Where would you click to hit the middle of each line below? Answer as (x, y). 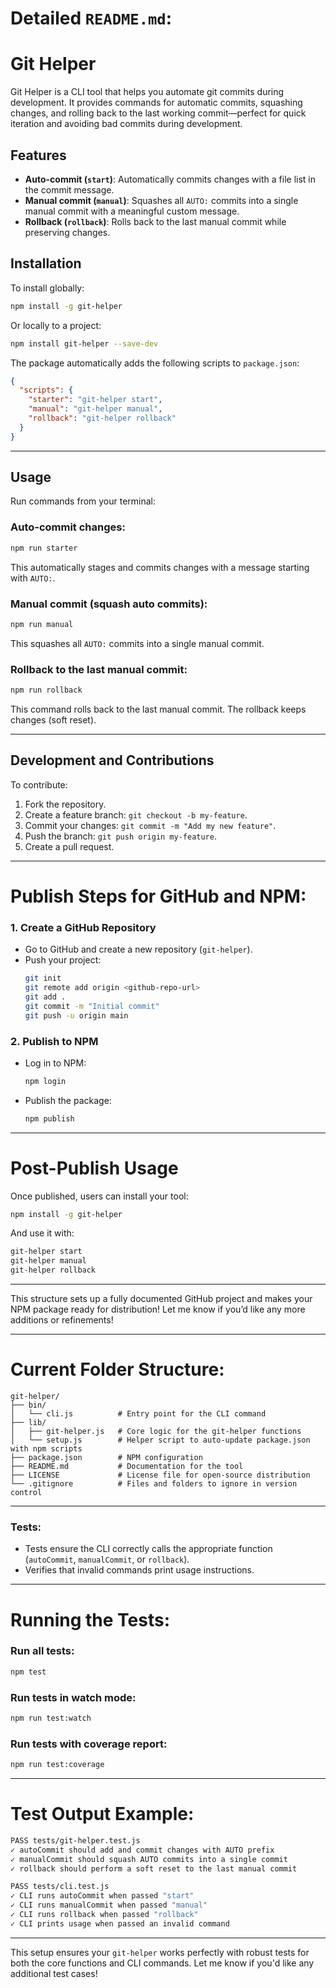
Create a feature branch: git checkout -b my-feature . (136, 814)
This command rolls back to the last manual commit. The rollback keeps (158, 709)
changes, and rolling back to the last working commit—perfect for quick (158, 113)
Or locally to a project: (56, 325)
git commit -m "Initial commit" (92, 1006)
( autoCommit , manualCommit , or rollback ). (107, 1559)
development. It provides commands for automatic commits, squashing (156, 103)
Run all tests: (42, 1651)
